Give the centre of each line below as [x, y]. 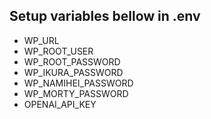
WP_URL [41, 40]
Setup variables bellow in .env [105, 16]
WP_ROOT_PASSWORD [72, 61]
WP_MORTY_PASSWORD [76, 93]
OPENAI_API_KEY [60, 104]
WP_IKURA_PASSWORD [73, 72]
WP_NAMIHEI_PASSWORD [78, 83]
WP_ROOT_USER [58, 51]
